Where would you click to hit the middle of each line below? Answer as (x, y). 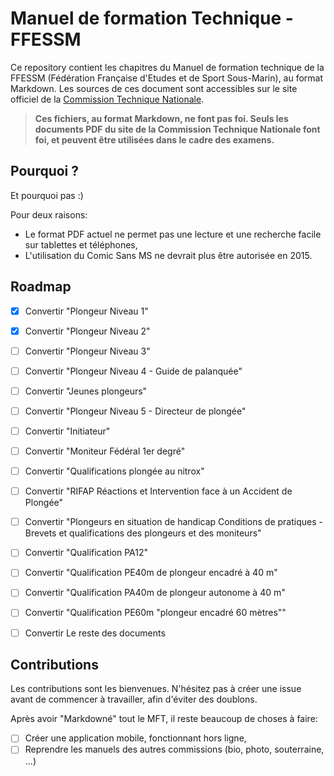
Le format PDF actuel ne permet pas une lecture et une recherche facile (173, 234)
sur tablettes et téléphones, (81, 244)
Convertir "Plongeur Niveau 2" (87, 331)
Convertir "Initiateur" (67, 431)
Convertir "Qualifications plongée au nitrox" (114, 471)
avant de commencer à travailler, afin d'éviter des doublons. (134, 699)
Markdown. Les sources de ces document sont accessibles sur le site (154, 88)
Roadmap (41, 287)
